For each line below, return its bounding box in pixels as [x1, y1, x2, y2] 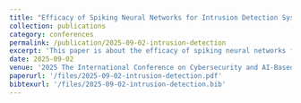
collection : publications [9, 21, 106, 30]
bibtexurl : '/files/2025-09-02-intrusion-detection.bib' [9, 80, 227, 89]
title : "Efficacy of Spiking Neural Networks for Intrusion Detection [9, 13, 279, 22]
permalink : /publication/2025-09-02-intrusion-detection [9, 38, 227, 47]
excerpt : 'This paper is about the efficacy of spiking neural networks [9, 47, 287, 56]
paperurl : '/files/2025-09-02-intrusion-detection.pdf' [9, 72, 222, 81]
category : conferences [9, 30, 94, 39]
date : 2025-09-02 [9, 55, 74, 64]
